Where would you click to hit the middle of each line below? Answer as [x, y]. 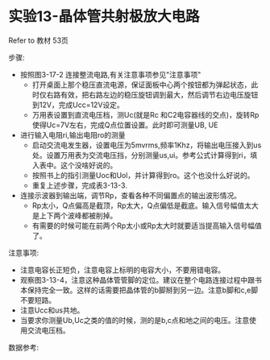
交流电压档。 [48, 330]
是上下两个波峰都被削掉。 [75, 215]
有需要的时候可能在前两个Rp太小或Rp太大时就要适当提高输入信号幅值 [147, 226]
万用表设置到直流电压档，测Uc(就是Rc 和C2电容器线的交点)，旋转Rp [145, 114]
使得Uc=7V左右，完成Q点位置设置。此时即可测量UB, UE [125, 125]
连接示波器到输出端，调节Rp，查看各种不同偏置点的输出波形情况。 [131, 195]
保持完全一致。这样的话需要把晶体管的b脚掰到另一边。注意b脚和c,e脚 [143, 290]
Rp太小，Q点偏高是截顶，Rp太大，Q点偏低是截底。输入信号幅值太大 [145, 205]
